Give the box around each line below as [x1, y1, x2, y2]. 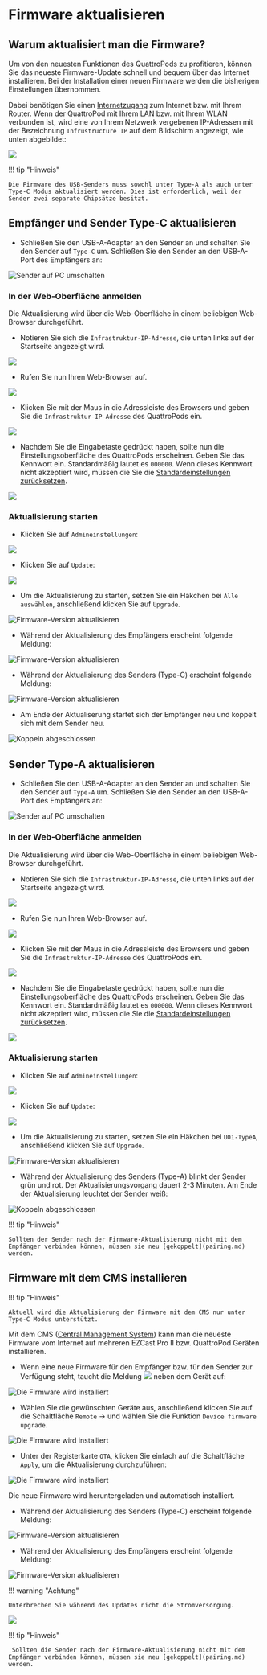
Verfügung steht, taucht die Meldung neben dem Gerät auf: [19, 1371, 226, 1381]
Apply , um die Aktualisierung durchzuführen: [19, 1459, 167, 1469]
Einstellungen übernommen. [8, 84, 102, 94]
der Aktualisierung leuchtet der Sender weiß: [19, 1189, 168, 1198]
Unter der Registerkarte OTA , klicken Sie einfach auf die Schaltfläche [19, 1451, 245, 1460]
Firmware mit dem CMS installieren [8, 1271, 188, 1285]
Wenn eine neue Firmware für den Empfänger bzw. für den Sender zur [19, 1361, 253, 1372]
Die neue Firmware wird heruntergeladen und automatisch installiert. [8, 1490, 235, 1501]
